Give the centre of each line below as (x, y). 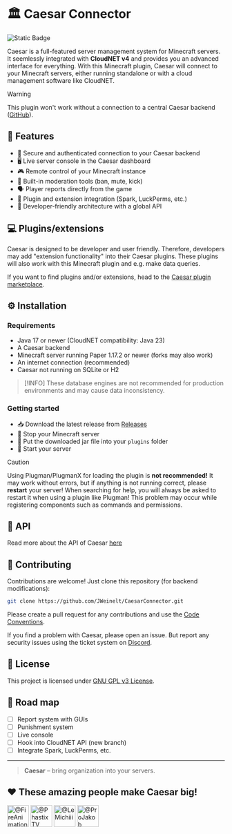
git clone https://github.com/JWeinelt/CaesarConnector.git (96, 601)
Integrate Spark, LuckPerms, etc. (64, 750)
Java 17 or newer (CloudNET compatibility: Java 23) (91, 340)
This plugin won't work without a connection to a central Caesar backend (111, 107)
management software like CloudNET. (61, 80)
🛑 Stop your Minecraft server (58, 434)
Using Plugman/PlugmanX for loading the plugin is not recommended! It (110, 475)
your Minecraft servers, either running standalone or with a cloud (100, 73)
